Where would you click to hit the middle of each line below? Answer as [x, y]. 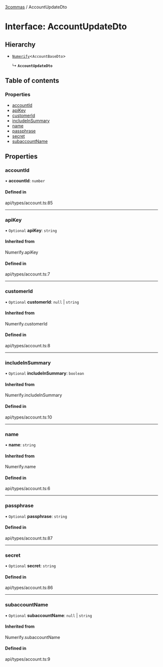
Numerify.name [21, 467]
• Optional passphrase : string [36, 516]
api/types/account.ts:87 [29, 538]
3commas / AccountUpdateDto [36, 7]
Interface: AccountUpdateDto [66, 27]
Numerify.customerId [26, 324]
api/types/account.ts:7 [27, 274]
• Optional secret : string [31, 566]
